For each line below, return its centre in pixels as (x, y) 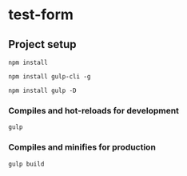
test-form (41, 15)
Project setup (43, 44)
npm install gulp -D (43, 90)
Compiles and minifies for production (82, 147)
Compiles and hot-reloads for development (94, 110)
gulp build (26, 164)
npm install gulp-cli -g (50, 77)
